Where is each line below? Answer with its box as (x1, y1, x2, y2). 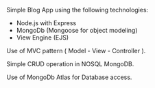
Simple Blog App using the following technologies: (6, 6, 149, 14)
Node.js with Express (16, 19, 77, 27)
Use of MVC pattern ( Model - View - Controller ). (6, 47, 146, 55)
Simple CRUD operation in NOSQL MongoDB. (6, 60, 134, 68)
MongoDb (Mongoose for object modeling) (16, 27, 138, 34)
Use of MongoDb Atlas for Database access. (6, 73, 132, 81)
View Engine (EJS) (16, 33, 69, 42)
